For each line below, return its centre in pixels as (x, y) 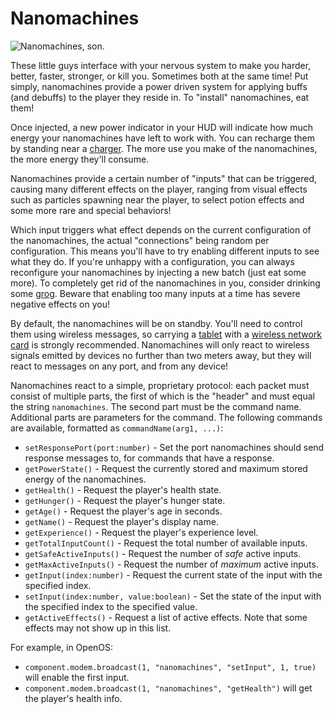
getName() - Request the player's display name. (121, 521)
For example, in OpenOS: (62, 647)
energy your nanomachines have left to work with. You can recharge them (163, 138)
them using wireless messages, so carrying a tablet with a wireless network (166, 334)
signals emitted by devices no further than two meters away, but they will (161, 355)
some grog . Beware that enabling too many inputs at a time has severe (155, 293)
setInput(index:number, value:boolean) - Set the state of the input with (173, 596)
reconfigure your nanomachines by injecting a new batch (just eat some (158, 272)
